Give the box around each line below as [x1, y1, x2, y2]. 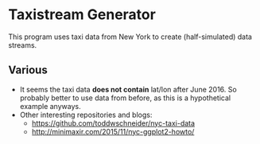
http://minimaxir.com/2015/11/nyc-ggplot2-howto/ [31, 126, 195, 136]
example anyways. [19, 101, 81, 111]
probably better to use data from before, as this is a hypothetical [19, 93, 231, 103]
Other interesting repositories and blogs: [19, 110, 153, 119]
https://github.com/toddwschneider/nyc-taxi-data [31, 118, 196, 128]
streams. [8, 40, 37, 49]
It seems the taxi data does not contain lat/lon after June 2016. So [19, 84, 237, 94]
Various [8, 64, 48, 77]
